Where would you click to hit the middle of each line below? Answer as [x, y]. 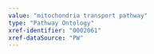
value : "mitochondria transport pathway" [78, 15]
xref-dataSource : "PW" [46, 38]
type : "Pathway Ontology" [51, 23]
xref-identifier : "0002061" [55, 30]
